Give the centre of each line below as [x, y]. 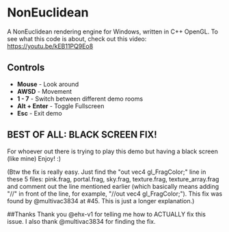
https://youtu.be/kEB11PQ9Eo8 [50, 46]
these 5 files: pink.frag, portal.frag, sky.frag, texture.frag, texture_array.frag [113, 179]
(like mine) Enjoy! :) [34, 158]
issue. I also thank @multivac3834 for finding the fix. [81, 221]
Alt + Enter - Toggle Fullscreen [60, 106]
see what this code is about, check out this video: [77, 38]
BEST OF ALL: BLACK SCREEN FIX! [82, 135]
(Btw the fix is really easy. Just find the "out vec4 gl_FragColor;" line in [107, 172]
